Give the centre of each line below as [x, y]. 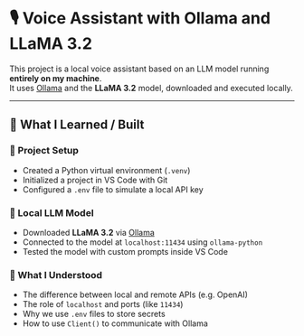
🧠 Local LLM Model [52, 212]
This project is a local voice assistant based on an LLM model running [139, 69]
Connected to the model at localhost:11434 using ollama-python [142, 242]
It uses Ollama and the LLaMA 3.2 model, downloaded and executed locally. [152, 88]
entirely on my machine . [56, 78]
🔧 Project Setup [44, 151]
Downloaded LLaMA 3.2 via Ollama [89, 232]
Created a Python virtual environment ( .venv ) [106, 170]
